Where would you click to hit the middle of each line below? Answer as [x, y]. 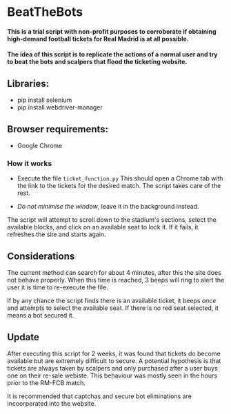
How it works [30, 163]
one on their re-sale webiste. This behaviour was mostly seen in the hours [112, 375]
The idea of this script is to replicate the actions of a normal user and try [113, 54]
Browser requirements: [58, 129]
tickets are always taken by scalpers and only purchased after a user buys [113, 368]
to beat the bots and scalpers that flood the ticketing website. [97, 62]
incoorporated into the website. [52, 403]
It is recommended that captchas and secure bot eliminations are [99, 396]
